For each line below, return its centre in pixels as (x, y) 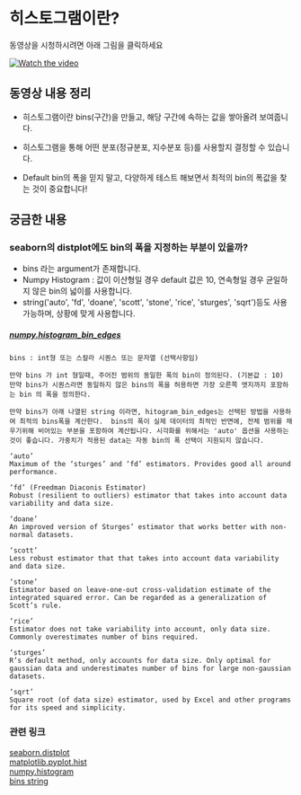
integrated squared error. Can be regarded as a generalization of (138, 598)
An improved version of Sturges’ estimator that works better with (138, 527)
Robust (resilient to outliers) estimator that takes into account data (148, 496)
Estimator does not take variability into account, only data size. (140, 630)
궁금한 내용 (38, 220)
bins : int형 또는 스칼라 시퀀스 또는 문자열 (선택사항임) (104, 358)
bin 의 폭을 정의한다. (55, 395)
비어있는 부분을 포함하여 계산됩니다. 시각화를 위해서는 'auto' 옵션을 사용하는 (163, 431)
